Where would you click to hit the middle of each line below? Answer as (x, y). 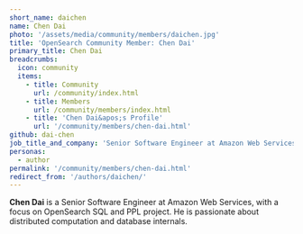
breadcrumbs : (34, 59)
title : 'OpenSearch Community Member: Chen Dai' (102, 43)
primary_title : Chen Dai (56, 51)
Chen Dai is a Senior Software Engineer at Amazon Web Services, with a (144, 202)
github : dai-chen (42, 135)
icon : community (48, 68)
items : (30, 76)
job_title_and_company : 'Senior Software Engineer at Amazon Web (134, 143)
